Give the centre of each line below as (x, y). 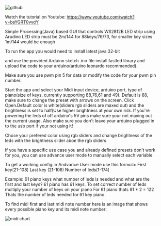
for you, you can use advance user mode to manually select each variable (79, 155)
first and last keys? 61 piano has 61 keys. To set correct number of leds (76, 184)
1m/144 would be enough (30, 42)
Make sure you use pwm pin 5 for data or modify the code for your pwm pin (80, 75)
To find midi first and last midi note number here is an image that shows (76, 204)
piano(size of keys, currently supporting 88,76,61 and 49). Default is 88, (77, 95)
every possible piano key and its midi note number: (56, 209)
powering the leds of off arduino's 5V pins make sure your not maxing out (79, 116)
